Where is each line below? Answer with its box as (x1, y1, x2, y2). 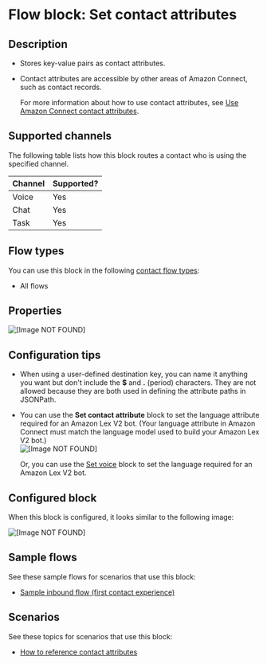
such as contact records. (19, 82, 102, 92)
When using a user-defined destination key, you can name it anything (19, 369, 249, 379)
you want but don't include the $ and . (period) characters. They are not (19, 378, 257, 387)
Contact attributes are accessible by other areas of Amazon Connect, (19, 74, 249, 83)
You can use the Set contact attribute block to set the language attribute (19, 411, 260, 420)
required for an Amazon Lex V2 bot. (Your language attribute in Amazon (19, 418, 256, 428)
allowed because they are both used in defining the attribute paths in (19, 387, 246, 396)
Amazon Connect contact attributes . (19, 106, 139, 116)
